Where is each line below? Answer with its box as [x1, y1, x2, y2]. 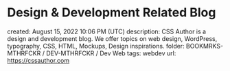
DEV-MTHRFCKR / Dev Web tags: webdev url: [45, 49, 176, 57]
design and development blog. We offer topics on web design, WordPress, [7, 34, 218, 42]
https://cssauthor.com [7, 56, 70, 64]
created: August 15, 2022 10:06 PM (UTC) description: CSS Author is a [7, 27, 207, 35]
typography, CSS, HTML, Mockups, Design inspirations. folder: [7, 42, 185, 50]
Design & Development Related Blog [7, 5, 216, 20]
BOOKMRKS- [185, 42, 224, 50]
